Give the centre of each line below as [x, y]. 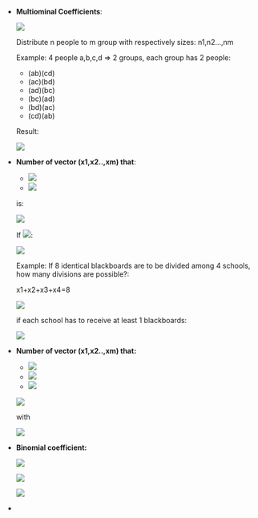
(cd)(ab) [41, 116]
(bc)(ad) [41, 99]
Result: [27, 131]
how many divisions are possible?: [73, 274]
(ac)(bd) [41, 82]
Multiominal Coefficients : [59, 12]
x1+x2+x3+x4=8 [43, 289]
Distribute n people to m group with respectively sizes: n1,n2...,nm [125, 42]
